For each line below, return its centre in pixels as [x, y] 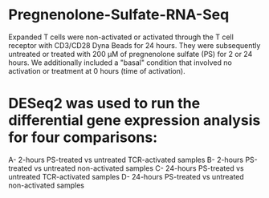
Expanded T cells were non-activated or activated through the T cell [121, 37]
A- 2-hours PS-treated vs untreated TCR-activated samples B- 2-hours [126, 160]
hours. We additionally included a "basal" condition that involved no [120, 63]
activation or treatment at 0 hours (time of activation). [97, 71]
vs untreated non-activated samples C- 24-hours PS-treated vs [139, 168]
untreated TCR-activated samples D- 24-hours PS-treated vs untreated [126, 176]
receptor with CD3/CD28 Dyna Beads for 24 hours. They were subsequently [134, 45]
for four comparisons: [83, 137]
